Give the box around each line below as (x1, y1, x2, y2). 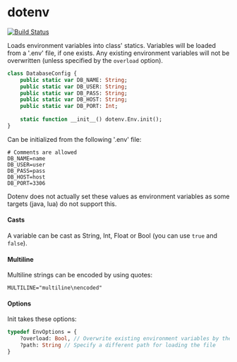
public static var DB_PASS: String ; (20, 90, 128, 97)
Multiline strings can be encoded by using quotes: (7, 271, 153, 279)
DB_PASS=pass (7, 167, 46, 174)
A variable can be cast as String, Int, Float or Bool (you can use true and (7, 231, 217, 240)
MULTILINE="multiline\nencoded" (7, 284, 102, 291)
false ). (7, 239, 28, 248)
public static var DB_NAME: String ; (20, 76, 128, 83)
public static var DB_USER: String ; (20, 83, 128, 90)
